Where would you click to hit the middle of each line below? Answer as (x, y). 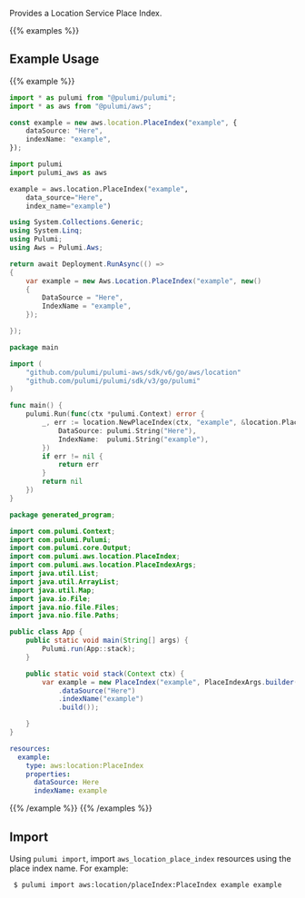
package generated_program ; (63, 515)
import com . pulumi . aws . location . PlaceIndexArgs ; (103, 565)
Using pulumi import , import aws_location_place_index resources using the (151, 859)
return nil (63, 482)
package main (34, 347)
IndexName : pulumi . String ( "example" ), (133, 439)
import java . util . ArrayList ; (64, 582)
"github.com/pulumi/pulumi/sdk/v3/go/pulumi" (113, 380)
